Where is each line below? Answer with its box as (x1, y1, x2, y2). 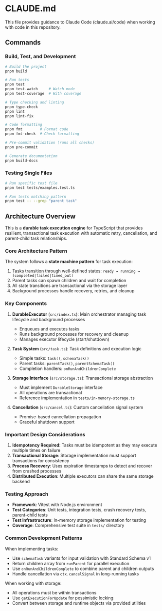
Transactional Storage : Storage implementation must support (12, 452, 136, 458)
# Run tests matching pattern (5, 194, 67, 199)
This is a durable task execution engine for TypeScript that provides (5, 225, 143, 231)
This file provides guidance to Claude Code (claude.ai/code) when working (5, 19, 156, 25)
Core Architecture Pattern (5, 247, 68, 254)
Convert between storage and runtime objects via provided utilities (12, 600, 146, 606)
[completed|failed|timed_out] (12, 273, 74, 278)
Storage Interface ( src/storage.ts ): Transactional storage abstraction (12, 375, 153, 381)
